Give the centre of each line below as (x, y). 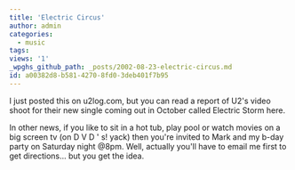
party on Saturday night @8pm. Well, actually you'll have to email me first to (148, 146)
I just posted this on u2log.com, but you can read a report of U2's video (140, 101)
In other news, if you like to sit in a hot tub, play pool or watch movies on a (145, 127)
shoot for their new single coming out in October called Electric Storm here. (147, 110)
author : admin (36, 26)
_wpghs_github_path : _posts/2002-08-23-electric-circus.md (121, 68)
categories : (31, 34)
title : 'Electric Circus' (57, 17)
